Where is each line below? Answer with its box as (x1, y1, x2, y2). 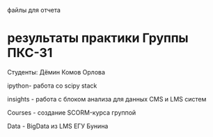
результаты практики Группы (7, 31, 189, 46)
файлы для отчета (7, 6, 61, 14)
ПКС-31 (7, 45, 53, 61)
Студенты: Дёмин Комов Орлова (7, 67, 106, 76)
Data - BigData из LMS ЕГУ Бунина (7, 122, 109, 130)
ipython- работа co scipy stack (7, 81, 97, 90)
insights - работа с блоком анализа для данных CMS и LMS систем (7, 95, 207, 103)
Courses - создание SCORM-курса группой (7, 108, 136, 117)
